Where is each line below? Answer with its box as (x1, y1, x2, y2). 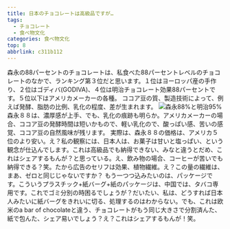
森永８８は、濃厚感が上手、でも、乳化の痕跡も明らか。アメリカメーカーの (7, 111, 218, 119)
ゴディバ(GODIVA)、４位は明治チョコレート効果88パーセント (36, 85, 210, 94)
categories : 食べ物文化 (7, 36, 70, 43)
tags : (7, 17, 23, 23)
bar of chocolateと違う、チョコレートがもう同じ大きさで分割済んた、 (23, 206, 221, 214)
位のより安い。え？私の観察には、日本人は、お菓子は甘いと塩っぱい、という (7, 137, 224, 145)
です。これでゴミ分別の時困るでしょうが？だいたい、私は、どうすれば (12, 188, 211, 197)
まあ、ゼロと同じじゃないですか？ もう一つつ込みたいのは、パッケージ (7, 171, 207, 179)
